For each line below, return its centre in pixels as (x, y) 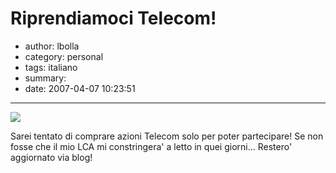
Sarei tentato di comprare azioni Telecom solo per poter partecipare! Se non (167, 136)
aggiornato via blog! (51, 157)
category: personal (64, 56)
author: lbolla (52, 46)
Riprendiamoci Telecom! (113, 18)
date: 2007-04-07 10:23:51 (80, 88)
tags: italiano (51, 67)
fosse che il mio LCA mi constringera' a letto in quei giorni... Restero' (151, 146)
